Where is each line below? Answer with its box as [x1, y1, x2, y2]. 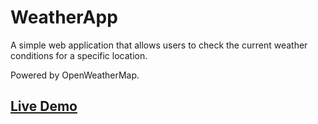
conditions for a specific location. [10, 49, 148, 61]
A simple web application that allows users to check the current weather [10, 39, 308, 51]
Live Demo [10, 98, 78, 115]
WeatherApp [10, 6, 118, 29]
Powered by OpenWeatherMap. [10, 69, 140, 81]
